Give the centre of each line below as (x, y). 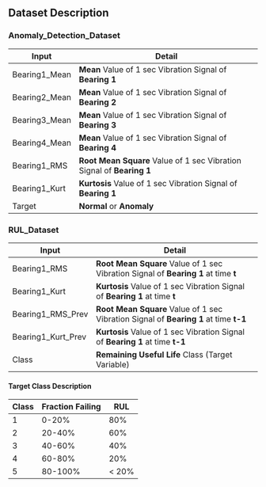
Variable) (113, 364)
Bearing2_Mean (42, 97)
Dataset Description (59, 13)
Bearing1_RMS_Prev (50, 314)
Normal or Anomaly (116, 206)
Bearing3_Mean (42, 120)
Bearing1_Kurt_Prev (49, 337)
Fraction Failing (71, 407)
